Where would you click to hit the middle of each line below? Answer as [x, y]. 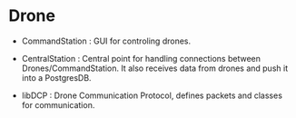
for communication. [58, 104]
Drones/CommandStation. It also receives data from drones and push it [154, 68]
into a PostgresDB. [56, 77]
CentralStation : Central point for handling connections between [141, 58]
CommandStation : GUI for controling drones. [106, 41]
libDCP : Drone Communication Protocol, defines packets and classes [152, 95]
